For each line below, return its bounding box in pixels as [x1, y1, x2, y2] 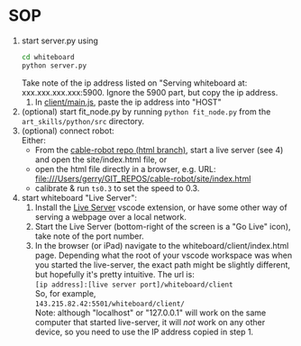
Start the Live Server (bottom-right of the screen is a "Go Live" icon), [34, 221, 291, 232]
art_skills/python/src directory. [21, 115, 145, 126]
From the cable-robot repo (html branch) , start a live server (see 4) [34, 144, 284, 155]
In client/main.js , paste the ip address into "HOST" [34, 96, 222, 107]
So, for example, [34, 287, 96, 298]
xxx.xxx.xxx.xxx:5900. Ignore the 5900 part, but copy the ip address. [21, 86, 278, 97]
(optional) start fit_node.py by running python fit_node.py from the [21, 105, 271, 117]
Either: [21, 134, 46, 145]
